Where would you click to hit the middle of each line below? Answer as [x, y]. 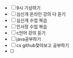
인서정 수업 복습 [32, 26]
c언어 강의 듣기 [31, 33]
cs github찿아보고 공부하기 [42, 45]
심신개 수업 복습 [32, 20]
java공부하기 [29, 39]
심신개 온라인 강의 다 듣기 [41, 14]
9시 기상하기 [28, 8]
